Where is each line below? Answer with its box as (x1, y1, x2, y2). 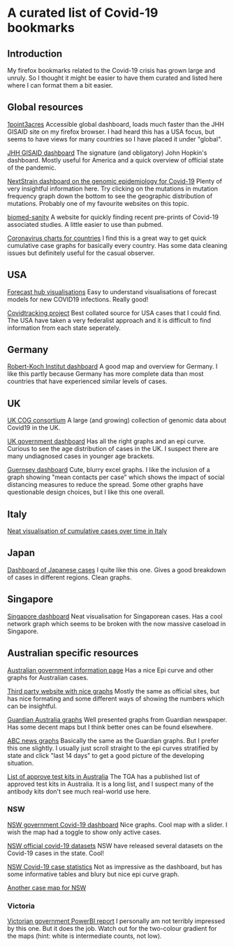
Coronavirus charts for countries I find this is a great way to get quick (7, 233, 207, 242)
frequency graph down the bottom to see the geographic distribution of (7, 191, 213, 200)
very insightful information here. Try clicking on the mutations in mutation (7, 184, 219, 193)
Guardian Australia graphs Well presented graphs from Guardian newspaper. (7, 715, 227, 724)
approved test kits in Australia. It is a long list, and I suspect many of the (7, 780, 214, 788)
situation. (7, 759, 34, 767)
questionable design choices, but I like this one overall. (7, 488, 166, 497)
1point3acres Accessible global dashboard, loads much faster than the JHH (7, 120, 225, 128)
